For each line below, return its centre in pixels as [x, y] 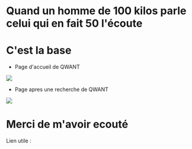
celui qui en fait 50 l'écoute [74, 23]
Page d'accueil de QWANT [47, 67]
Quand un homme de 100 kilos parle [96, 11]
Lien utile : [19, 141]
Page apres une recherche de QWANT [61, 89]
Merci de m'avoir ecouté [67, 124]
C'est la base [39, 51]
